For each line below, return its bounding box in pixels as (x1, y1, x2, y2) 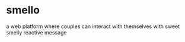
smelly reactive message (6, 29, 67, 36)
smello (6, 3, 40, 17)
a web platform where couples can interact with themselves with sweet (6, 23, 180, 30)
